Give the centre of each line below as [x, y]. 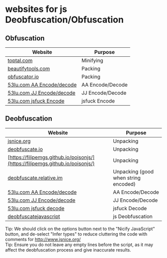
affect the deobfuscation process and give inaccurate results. [68, 250]
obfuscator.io [23, 77]
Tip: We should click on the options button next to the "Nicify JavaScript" [80, 229]
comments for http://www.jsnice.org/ [43, 239]
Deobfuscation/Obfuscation [65, 20]
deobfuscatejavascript [34, 216]
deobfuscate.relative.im [35, 178]
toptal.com [20, 61]
